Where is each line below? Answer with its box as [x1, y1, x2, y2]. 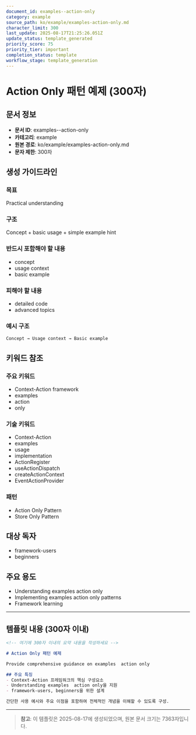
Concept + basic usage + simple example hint [6, 229, 117, 236]
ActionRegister [14, 459, 51, 466]
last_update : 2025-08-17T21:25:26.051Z [6, 30, 103, 36]
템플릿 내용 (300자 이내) [6, 624, 89, 634]
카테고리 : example [14, 133, 57, 140]
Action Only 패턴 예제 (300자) [6, 84, 147, 98]
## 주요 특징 [6, 671, 33, 678]
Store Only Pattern [14, 513, 60, 520]
